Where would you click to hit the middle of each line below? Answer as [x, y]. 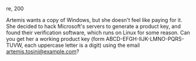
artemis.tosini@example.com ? [43, 52]
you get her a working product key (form [55, 39]
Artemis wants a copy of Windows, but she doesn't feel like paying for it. [94, 20]
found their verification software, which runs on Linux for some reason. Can [98, 33]
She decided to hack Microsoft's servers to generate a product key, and [94, 26]
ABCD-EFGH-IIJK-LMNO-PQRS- [145, 39]
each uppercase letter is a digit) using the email [82, 45]
